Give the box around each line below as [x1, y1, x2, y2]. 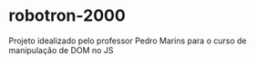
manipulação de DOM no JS [8, 44, 114, 55]
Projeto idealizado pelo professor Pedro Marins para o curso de [8, 35, 247, 46]
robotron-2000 [8, 5, 127, 26]
